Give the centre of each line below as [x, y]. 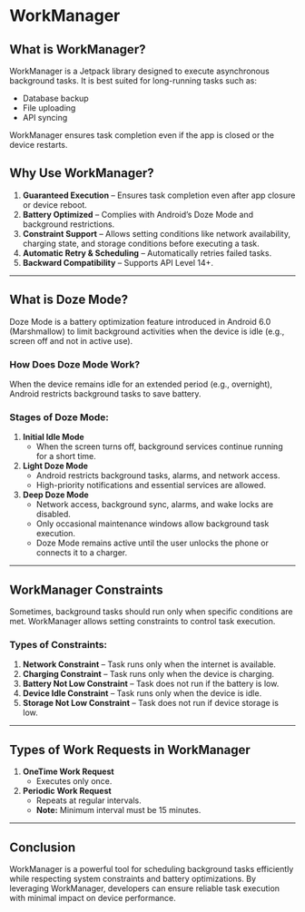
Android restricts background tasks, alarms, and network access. [158, 476]
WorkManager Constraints [86, 589]
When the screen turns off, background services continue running [159, 446]
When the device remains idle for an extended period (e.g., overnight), [141, 384]
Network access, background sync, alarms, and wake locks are [155, 505]
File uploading [49, 108]
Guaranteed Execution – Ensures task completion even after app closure [159, 195]
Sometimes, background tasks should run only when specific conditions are [151, 612]
